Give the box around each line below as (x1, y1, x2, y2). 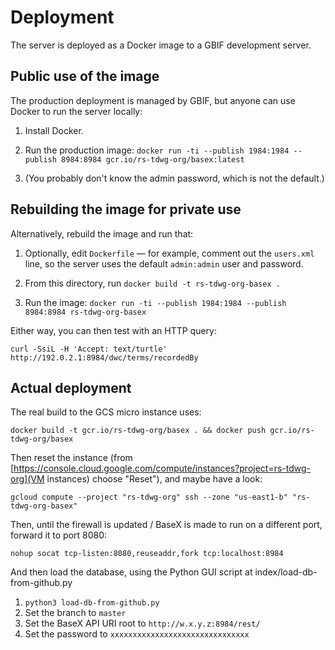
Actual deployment (10, 379, 132, 396)
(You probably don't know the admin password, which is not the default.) (24, 172, 325, 184)
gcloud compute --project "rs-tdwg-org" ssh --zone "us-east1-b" (10, 492, 288, 503)
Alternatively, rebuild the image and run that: (10, 227, 194, 240)
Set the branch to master (24, 607, 127, 619)
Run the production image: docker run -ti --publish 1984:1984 (24, 144, 290, 156)
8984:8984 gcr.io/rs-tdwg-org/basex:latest (61, 154, 245, 165)
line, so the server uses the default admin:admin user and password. (24, 257, 304, 270)
